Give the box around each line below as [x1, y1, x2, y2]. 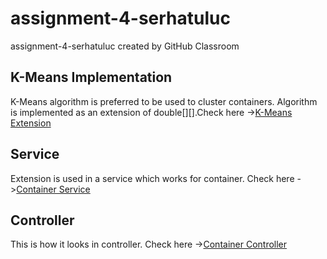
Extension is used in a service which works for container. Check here [10, 172, 295, 184]
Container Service [16, 183, 91, 195]
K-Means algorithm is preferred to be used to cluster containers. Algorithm [10, 95, 318, 107]
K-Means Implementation [10, 69, 173, 86]
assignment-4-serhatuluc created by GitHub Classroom [10, 40, 240, 52]
